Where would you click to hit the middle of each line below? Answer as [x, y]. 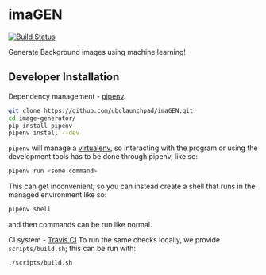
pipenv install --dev [44, 133]
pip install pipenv [40, 126]
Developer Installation [64, 77]
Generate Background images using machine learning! [97, 52]
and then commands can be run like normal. [80, 225]
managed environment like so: [58, 195]
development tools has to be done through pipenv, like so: [103, 157]
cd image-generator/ [42, 118]
